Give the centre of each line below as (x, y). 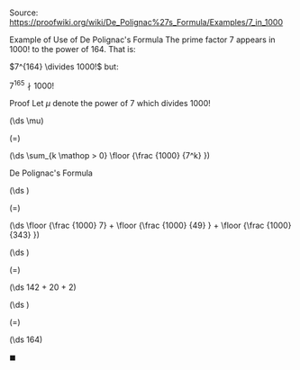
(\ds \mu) (27, 121)
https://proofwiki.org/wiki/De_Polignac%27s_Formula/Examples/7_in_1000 (146, 23)
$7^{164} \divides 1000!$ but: (64, 67)
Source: (24, 13)
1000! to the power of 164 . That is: (73, 50)
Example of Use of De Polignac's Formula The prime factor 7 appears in (143, 40)
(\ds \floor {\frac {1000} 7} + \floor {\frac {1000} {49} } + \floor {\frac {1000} (150, 225)
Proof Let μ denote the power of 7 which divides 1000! (110, 103)
